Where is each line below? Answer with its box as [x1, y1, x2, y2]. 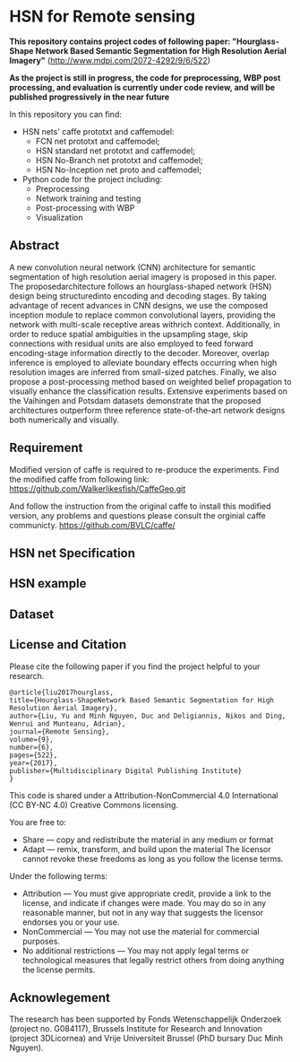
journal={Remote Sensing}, [9, 727, 110, 736]
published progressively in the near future [9, 91, 170, 102]
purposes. [21, 936, 61, 946]
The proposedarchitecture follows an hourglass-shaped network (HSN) [9, 281, 272, 292]
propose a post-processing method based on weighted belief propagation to [9, 376, 292, 387]
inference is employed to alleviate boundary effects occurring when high [9, 357, 278, 368]
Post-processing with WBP [35, 202, 135, 213]
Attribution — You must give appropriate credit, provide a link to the [21, 888, 271, 899]
